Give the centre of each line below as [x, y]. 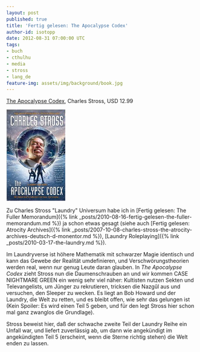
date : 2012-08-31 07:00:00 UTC [46, 38]
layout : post [23, 13]
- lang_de [19, 77]
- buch [15, 51]
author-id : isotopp [31, 32]
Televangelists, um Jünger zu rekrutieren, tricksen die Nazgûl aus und [93, 287]
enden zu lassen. [27, 344]
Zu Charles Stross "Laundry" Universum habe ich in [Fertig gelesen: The [96, 211]
